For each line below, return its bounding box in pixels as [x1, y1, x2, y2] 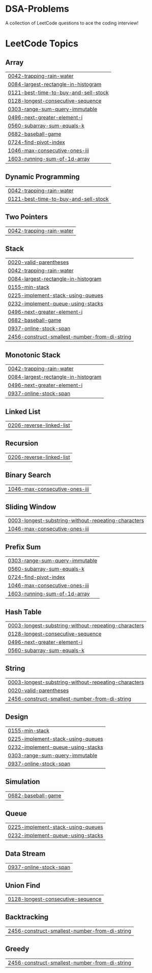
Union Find [5, 881, 41, 889]
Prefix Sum [5, 543, 41, 551]
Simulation [5, 777, 40, 786]
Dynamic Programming [5, 173, 80, 181]
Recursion [5, 439, 39, 448]
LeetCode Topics [5, 38, 79, 49]
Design [5, 713, 28, 721]
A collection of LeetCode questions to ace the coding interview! [5, 20, 139, 26]
